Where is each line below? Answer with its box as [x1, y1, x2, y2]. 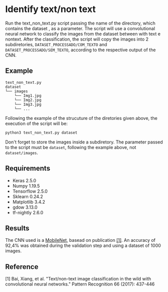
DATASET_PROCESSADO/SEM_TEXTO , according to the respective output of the [5, 47, 156, 53]
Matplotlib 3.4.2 [12, 199, 45, 205]
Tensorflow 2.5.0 [12, 188, 48, 194]
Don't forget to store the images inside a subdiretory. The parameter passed [5, 139, 163, 145]
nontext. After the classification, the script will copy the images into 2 [5, 36, 149, 42]
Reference [5, 262, 39, 271]
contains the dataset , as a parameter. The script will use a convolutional [5, 25, 155, 31]
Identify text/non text [5, 4, 96, 15]
